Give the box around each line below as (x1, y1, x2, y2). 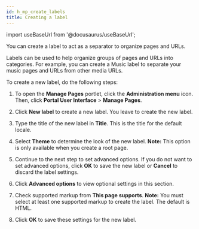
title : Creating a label (6, 14, 68, 20)
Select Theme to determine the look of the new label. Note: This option (14, 137, 191, 144)
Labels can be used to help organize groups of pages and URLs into (6, 54, 173, 61)
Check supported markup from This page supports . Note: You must (14, 191, 183, 198)
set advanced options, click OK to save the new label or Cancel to (14, 162, 178, 169)
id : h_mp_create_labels (6, 8, 66, 15)
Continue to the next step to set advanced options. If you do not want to (14, 155, 192, 162)
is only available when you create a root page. (14, 144, 128, 151)
